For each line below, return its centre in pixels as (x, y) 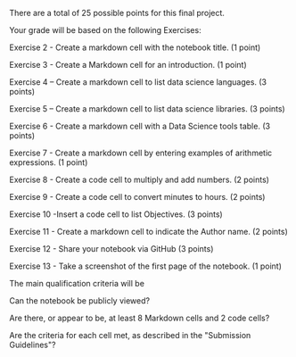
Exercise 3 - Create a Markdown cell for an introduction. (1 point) (128, 65)
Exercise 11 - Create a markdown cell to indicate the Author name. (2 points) (148, 232)
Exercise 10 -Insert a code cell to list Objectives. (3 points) (116, 214)
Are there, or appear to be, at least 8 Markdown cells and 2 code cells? (140, 318)
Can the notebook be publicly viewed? (79, 301)
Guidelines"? (33, 345)
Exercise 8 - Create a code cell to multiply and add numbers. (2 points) (140, 179)
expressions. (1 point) (49, 162)
